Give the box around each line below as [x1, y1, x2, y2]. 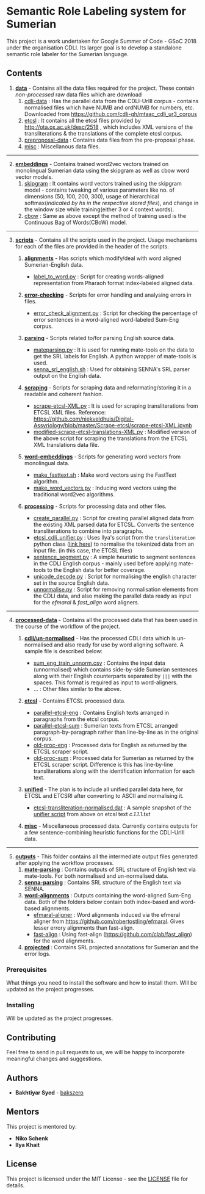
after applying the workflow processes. [15, 859, 114, 866]
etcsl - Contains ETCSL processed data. [24, 697, 126, 704]
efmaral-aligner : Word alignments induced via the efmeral [33, 911, 181, 918]
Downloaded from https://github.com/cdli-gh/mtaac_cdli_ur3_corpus [24, 110, 197, 117]
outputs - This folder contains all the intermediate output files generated [15, 853, 198, 860]
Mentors [6, 1107, 40, 1117]
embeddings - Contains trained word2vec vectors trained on [15, 160, 169, 167]
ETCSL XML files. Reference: [33, 408, 106, 416]
